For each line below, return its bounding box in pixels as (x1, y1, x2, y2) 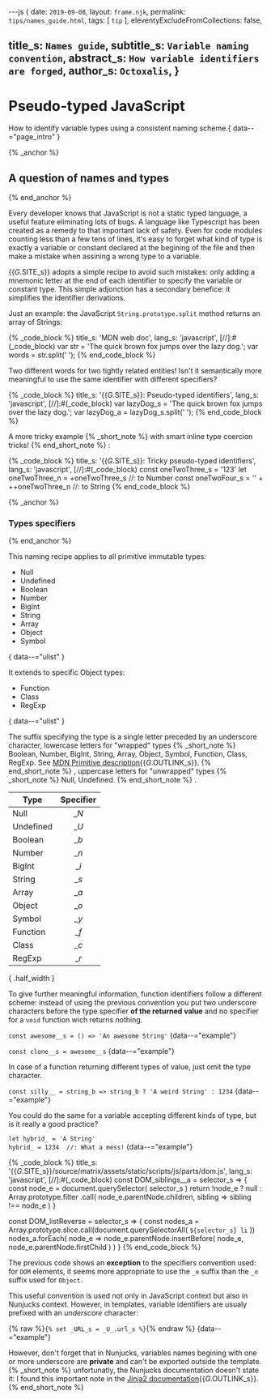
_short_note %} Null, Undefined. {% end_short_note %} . (8, 775, 197, 785)
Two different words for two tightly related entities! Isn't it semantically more (8, 366, 263, 376)
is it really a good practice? (8, 1120, 99, 1129)
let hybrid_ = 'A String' (8, 1135, 95, 1143)
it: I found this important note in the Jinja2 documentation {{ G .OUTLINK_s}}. (8, 1374, 259, 1384)
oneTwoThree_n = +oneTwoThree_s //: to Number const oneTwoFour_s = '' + (8, 473, 264, 483)
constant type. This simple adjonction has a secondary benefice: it (8, 284, 231, 294)
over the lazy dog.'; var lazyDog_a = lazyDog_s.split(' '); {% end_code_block (8, 407, 262, 417)
